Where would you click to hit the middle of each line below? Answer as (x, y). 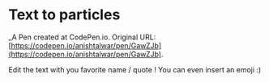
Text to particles (64, 15)
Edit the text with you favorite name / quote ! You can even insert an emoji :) (135, 69)
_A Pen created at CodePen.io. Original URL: (82, 37)
